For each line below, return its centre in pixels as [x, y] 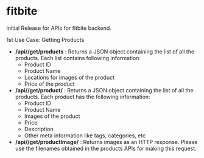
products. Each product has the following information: [83, 97]
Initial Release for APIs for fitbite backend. [59, 28]
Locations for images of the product [69, 77]
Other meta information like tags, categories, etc [85, 136]
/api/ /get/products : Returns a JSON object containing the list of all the [105, 51]
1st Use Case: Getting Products [45, 39]
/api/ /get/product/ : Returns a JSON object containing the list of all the [104, 90]
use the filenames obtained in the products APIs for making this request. [106, 148]
